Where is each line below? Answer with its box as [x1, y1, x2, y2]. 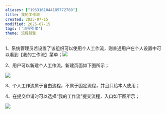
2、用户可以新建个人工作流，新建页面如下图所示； [5, 63, 110, 68]
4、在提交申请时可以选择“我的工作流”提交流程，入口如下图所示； [5, 93, 140, 99]
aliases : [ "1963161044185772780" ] [5, 7, 78, 13]
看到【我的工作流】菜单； [9, 51, 63, 58]
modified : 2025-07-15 [5, 21, 51, 27]
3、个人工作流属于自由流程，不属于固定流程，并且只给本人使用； [5, 83, 140, 88]
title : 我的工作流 [5, 12, 40, 17]
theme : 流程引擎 [5, 31, 36, 36]
